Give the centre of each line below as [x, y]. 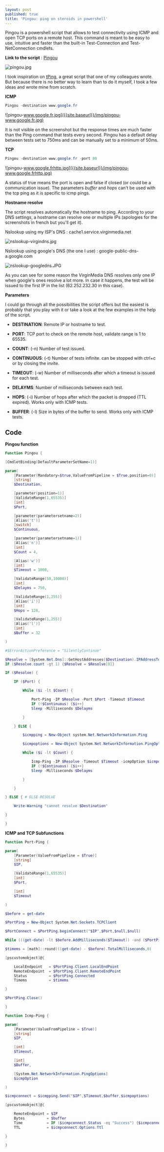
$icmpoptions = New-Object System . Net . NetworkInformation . [84, 744]
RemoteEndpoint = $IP [36, 1114]
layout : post [18, 10]
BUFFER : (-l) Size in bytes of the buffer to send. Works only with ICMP [83, 412]
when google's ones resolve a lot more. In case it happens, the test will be [80, 280]
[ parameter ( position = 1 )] [39, 493]
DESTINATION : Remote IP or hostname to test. [59, 324]
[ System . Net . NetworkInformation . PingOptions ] [61, 1074]
